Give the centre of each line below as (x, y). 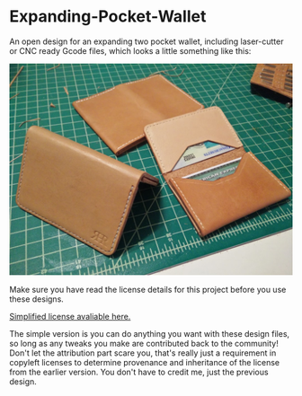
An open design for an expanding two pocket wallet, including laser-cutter (147, 41)
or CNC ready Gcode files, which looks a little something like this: (130, 50)
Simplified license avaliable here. (70, 317)
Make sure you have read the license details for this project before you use (148, 290)
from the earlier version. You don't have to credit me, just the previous (139, 372)
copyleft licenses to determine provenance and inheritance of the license (145, 363)
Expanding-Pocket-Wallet (108, 17)
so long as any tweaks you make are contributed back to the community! (144, 344)
